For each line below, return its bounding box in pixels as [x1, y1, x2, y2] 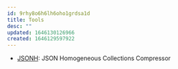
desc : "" [7, 23, 32, 29]
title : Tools [7, 16, 44, 23]
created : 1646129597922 [7, 36, 75, 42]
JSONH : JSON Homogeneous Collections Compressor [16, 54, 171, 62]
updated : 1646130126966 [7, 29, 75, 36]
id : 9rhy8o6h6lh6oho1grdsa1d [7, 10, 90, 17]
